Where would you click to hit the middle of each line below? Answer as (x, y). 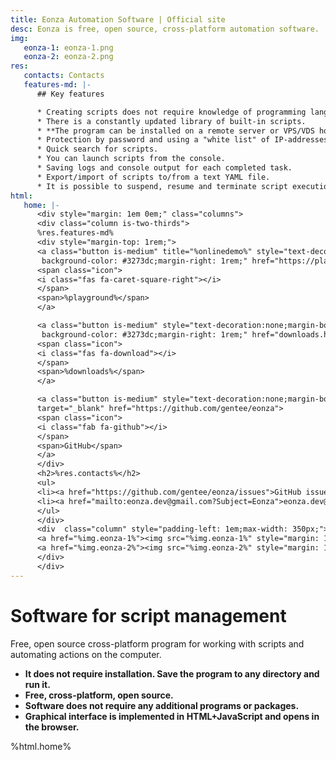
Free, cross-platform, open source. (99, 695)
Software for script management (148, 615)
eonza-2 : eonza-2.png (68, 57)
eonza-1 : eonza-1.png (68, 47)
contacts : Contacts (64, 76)
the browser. (52, 727)
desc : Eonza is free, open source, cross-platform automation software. (165, 29)
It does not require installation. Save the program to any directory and (172, 673)
